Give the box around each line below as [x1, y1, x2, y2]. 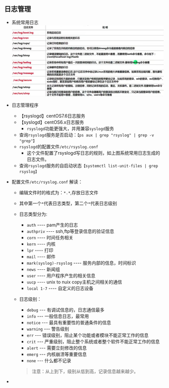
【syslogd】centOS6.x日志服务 [19, 119, 84, 125]
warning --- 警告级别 [26, 326, 69, 332]
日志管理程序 [11, 102, 38, 108]
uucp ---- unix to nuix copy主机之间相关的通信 [26, 278, 122, 285]
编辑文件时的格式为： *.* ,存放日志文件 [19, 189, 99, 195]
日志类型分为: [19, 211, 48, 217]
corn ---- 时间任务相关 [26, 234, 73, 240]
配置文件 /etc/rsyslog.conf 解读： [11, 179, 83, 185]
